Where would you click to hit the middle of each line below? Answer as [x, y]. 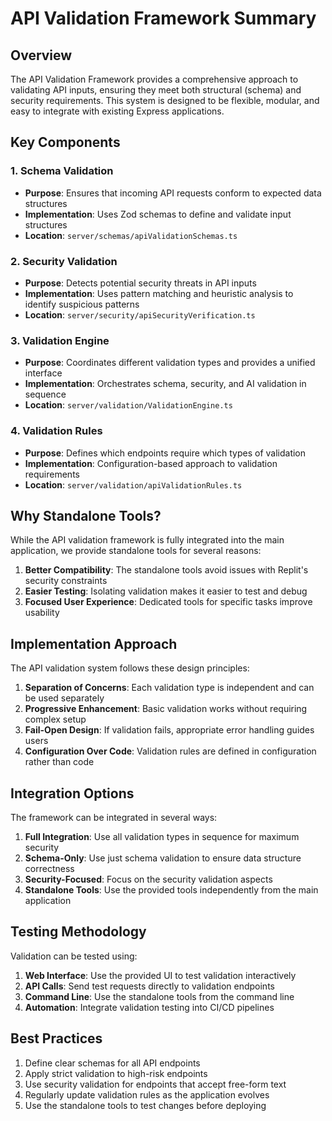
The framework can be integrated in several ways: [114, 818]
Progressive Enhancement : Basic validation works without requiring [166, 709]
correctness [49, 869]
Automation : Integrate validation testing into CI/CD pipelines [149, 1007]
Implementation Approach [94, 643]
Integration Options [72, 793]
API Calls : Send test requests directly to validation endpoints [149, 986]
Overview [41, 55]
